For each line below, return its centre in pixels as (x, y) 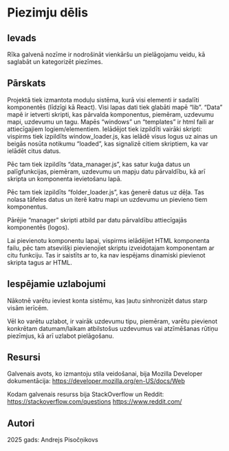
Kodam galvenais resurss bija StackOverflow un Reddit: (86, 394)
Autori (21, 423)
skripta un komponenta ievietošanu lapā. (65, 178)
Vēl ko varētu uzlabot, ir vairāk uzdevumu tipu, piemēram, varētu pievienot (112, 321)
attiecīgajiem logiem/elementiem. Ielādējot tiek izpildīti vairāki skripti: (105, 129)
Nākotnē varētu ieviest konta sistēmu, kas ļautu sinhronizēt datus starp (107, 301)
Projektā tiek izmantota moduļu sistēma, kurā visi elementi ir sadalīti (103, 100)
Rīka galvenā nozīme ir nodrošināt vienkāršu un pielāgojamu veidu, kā (106, 54)
